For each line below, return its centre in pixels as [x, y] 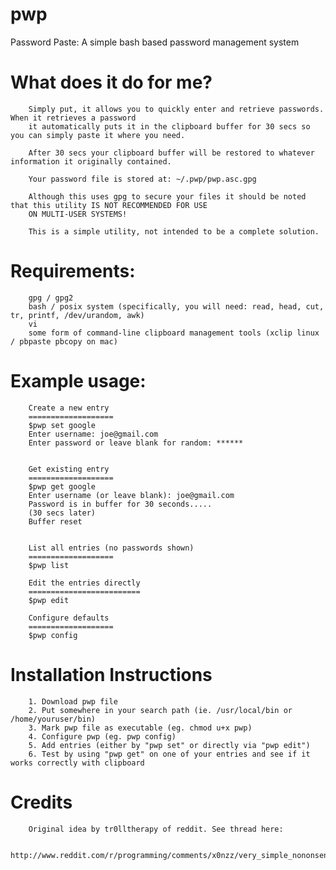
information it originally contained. [91, 161]
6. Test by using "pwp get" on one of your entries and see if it [169, 754]
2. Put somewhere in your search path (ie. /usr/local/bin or [160, 710]
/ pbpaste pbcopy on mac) [64, 341]
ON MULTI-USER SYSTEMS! [78, 214]
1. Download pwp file [73, 701]
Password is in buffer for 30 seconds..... [120, 504]
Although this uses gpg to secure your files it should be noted [167, 196]
